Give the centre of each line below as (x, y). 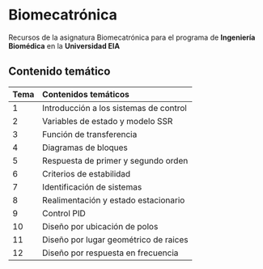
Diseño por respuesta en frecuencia (110, 253)
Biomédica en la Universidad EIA (64, 45)
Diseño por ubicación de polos (100, 226)
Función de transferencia (89, 134)
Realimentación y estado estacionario (113, 200)
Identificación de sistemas (92, 186)
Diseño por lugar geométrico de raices (115, 239)
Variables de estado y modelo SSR (107, 121)
